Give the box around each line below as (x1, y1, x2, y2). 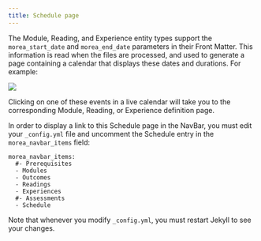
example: (8, 66, 38, 76)
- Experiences (15, 187, 62, 195)
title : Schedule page (8, 11, 80, 20)
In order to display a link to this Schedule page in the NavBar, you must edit (8, 120, 252, 130)
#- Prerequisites (15, 160, 73, 168)
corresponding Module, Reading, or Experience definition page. (8, 105, 215, 115)
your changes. (8, 223, 55, 233)
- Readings (15, 180, 51, 188)
